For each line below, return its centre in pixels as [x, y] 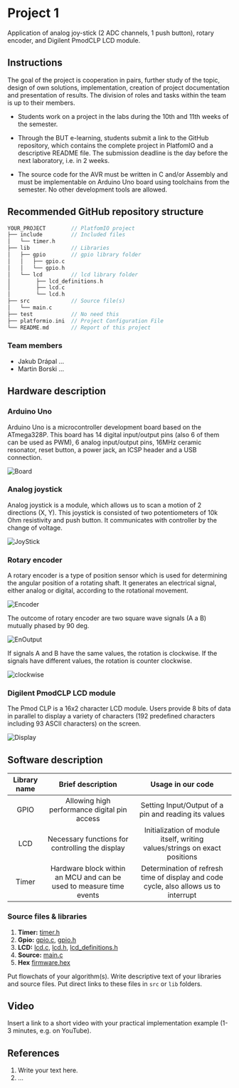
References [33, 1053]
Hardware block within [88, 869]
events [88, 895]
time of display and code [182, 877]
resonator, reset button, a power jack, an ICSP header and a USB [102, 449]
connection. [25, 457]
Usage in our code [182, 785]
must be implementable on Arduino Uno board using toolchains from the [123, 182]
